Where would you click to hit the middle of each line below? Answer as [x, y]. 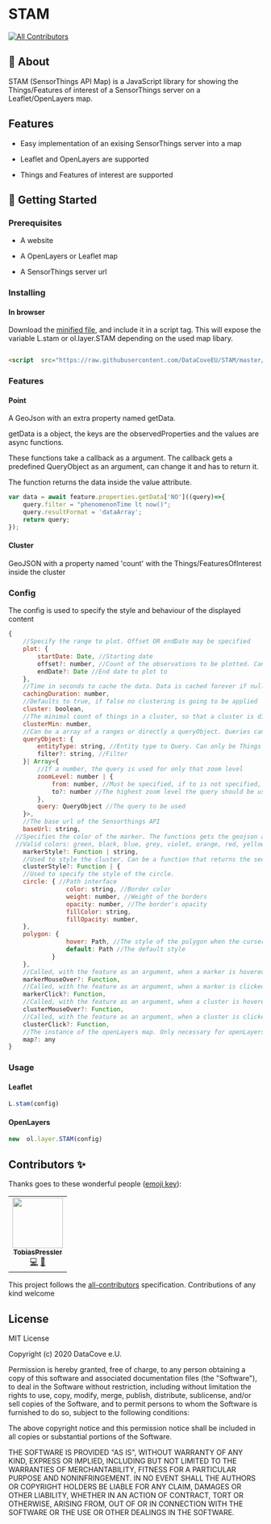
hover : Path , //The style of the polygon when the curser [165, 942]
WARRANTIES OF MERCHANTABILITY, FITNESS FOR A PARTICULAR [122, 1469]
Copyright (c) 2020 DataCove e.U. [65, 1354]
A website [37, 241]
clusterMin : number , [57, 724]
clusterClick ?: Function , [67, 1024]
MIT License [29, 1338]
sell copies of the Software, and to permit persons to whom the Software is [133, 1404]
